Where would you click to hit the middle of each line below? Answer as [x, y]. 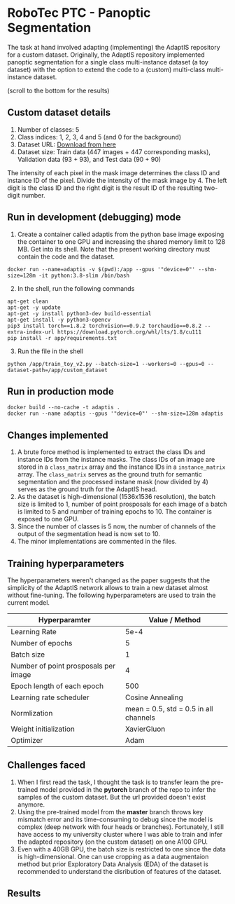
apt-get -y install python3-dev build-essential [79, 313]
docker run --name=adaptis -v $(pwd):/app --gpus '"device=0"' [101, 269]
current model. [29, 603]
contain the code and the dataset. [66, 256]
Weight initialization [43, 729]
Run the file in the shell [50, 351]
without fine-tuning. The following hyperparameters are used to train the [112, 595]
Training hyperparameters [66, 563]
